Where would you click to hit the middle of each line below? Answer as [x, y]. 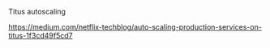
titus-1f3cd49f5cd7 [41, 36]
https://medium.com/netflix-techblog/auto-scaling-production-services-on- [135, 27]
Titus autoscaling [37, 12]
